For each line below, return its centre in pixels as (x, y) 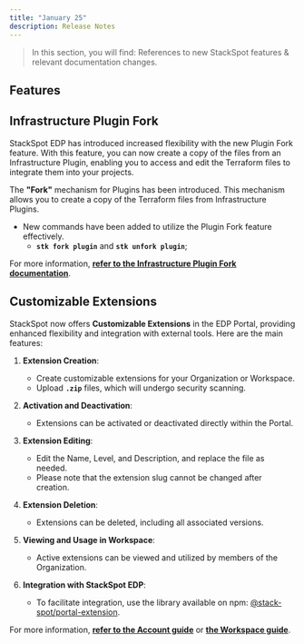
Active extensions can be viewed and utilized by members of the (157, 557)
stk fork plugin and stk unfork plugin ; (112, 245)
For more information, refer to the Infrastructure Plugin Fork (123, 263)
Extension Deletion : (60, 504)
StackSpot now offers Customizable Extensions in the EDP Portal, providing (152, 323)
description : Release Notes (63, 26)
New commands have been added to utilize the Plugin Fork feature (147, 226)
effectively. (43, 236)
